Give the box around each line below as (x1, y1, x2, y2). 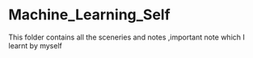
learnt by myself (8, 40, 62, 50)
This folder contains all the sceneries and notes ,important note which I (8, 32, 245, 42)
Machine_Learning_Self (8, 6, 171, 24)
